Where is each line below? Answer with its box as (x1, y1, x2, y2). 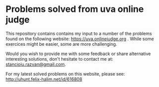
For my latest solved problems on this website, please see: (5, 71, 125, 77)
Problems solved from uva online (5, 3, 144, 15)
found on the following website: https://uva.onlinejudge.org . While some (5, 36, 154, 42)
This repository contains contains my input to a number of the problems (5, 30, 152, 36)
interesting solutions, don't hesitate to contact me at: (5, 56, 113, 62)
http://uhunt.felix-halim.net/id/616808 (5, 76, 82, 82)
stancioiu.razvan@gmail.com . (5, 61, 66, 67)
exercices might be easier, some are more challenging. (5, 41, 117, 47)
